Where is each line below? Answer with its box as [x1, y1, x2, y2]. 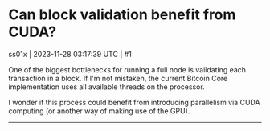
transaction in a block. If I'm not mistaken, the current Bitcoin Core [8, 73, 228, 83]
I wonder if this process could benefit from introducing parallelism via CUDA [8, 97, 260, 107]
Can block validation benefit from [8, 6, 236, 24]
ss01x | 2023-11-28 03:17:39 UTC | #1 [8, 49, 133, 59]
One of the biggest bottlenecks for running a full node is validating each [8, 64, 247, 74]
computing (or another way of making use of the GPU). [8, 106, 190, 116]
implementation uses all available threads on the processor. [8, 82, 205, 92]
